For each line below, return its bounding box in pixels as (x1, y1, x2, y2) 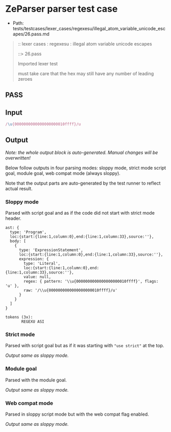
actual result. (5, 185, 33, 192)
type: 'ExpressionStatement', (18, 247, 83, 253)
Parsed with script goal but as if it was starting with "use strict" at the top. (5, 343, 164, 349)
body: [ (10, 239, 27, 244)
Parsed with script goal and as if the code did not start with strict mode (5, 210, 155, 216)
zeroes (17, 76, 33, 82)
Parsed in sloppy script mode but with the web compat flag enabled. (5, 411, 149, 417)
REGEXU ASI (21, 319, 44, 325)
